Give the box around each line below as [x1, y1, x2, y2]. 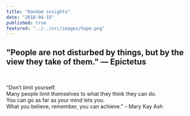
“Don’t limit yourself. [6, 84, 56, 91]
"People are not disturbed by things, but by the [6, 47, 184, 57]
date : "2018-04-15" [6, 14, 55, 20]
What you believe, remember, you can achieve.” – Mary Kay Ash [6, 103, 163, 110]
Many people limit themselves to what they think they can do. [6, 90, 157, 98]
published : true [6, 20, 46, 26]
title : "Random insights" [6, 8, 70, 15]
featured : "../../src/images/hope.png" [6, 25, 105, 32]
